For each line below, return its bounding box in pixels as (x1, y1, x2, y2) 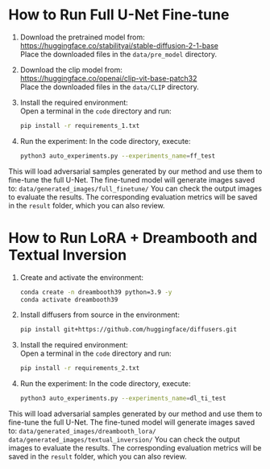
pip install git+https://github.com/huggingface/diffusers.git (19, 326, 238, 334)
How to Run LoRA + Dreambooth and (8, 228, 258, 247)
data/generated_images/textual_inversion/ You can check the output (8, 434, 240, 444)
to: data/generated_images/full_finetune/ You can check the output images (8, 183, 263, 193)
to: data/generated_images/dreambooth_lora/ (8, 426, 156, 435)
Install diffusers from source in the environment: (19, 310, 180, 319)
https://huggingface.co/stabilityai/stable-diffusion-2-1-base (19, 40, 219, 50)
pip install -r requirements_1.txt (19, 121, 140, 130)
